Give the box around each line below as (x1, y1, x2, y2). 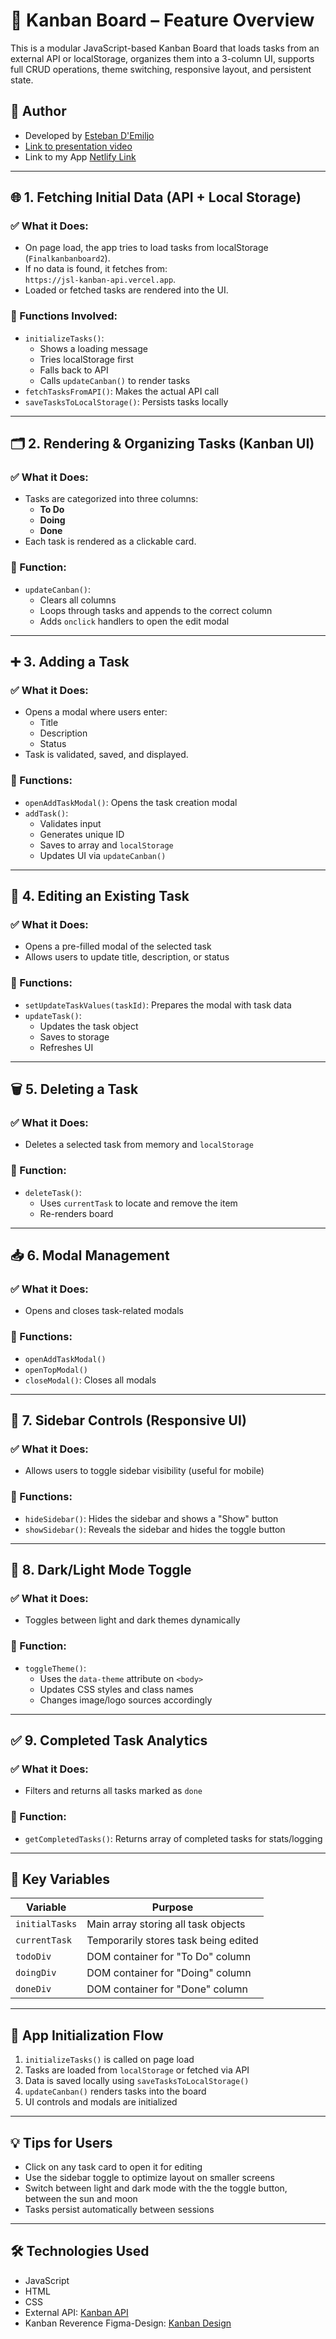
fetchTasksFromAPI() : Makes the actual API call (24, 385, 220, 397)
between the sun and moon (24, 2193, 138, 2205)
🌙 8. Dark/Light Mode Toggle (10, 1562, 192, 1579)
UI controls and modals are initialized (24, 2096, 178, 2108)
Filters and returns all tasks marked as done (24, 1785, 203, 1797)
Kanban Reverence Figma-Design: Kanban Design (24, 2317, 232, 2329)
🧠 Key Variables (10, 1871, 111, 1888)
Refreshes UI (39, 1041, 94, 1053)
